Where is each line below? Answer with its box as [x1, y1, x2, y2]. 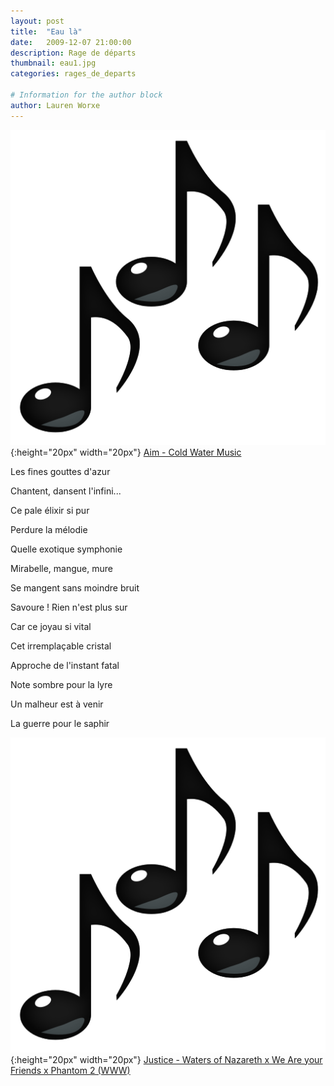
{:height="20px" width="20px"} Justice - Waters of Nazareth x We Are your [10, 1053, 323, 1065]
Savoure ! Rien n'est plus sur [10, 601, 128, 613]
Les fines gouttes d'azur [10, 465, 111, 477]
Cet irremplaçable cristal [10, 640, 112, 652]
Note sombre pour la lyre [10, 678, 113, 690]
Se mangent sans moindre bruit [10, 581, 140, 594]
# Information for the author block [10, 90, 163, 100]
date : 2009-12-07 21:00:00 [10, 37, 132, 47]
